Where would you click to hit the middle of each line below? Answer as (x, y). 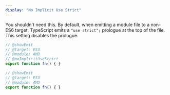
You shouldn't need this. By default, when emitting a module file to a (78, 25)
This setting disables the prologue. (42, 35)
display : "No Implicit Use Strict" (43, 10)
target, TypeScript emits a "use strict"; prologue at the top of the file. (90, 30)
